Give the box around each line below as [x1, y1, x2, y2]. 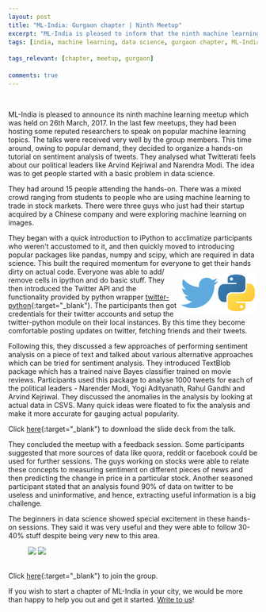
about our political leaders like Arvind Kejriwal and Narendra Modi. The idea [8, 160, 255, 170]
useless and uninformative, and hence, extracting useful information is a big [8, 490, 256, 499]
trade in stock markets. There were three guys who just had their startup [8, 201, 245, 210]
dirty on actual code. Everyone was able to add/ [8, 267, 165, 276]
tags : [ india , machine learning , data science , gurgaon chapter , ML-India [8, 38, 260, 46]
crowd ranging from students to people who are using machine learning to [8, 192, 251, 202]
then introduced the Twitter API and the [8, 283, 137, 293]
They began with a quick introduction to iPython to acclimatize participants [8, 233, 253, 242]
